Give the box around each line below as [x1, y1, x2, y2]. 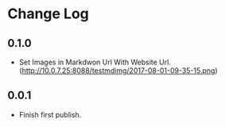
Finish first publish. [18, 110, 82, 119]
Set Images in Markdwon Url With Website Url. [18, 57, 172, 67]
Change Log [7, 5, 89, 23]
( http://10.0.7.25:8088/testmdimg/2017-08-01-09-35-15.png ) [18, 66, 218, 75]
